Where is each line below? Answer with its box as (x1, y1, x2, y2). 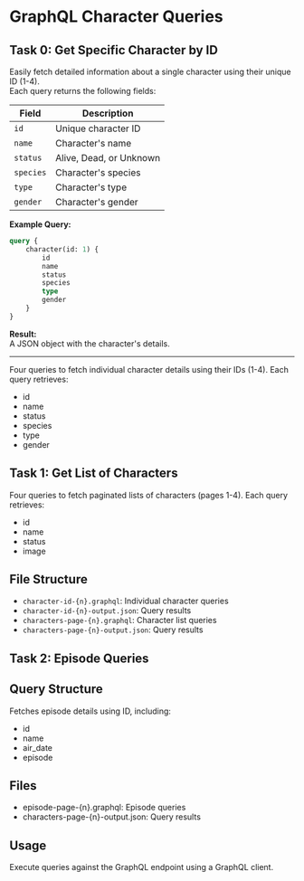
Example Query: (9, 219, 71, 230)
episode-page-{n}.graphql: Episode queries (22, 802, 186, 813)
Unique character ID (55, 122, 141, 135)
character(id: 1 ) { (25, 244, 100, 254)
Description (81, 107, 134, 119)
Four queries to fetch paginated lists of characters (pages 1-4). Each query (9, 489, 288, 500)
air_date (22, 742, 52, 753)
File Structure (9, 572, 88, 587)
